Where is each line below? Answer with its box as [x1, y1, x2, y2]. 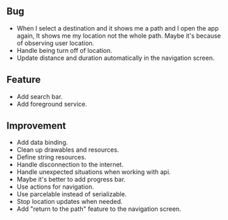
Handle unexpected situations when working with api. [16, 168, 172, 176]
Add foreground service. [16, 100, 88, 108]
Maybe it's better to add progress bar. [16, 175, 126, 184]
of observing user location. [16, 38, 95, 47]
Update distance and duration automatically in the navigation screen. [16, 54, 215, 62]
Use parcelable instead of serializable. [16, 190, 127, 198]
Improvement [6, 120, 66, 132]
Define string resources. [16, 153, 86, 162]
